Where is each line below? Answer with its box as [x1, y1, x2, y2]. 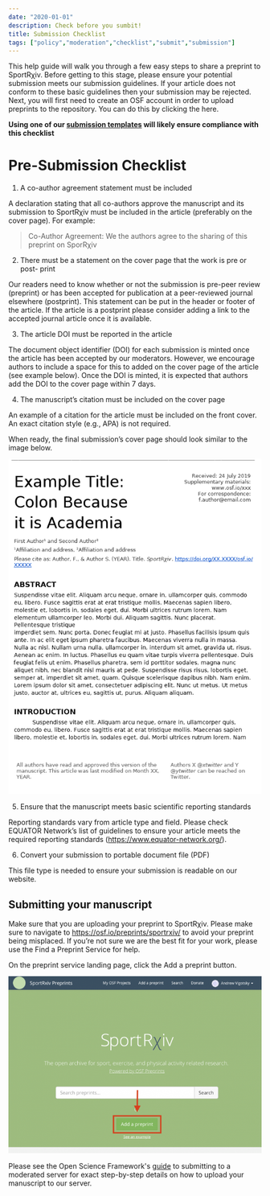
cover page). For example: [8, 216, 96, 225]
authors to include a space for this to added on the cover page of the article [8, 362, 260, 372]
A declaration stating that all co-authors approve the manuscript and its [8, 199, 245, 208]
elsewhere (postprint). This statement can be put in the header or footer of [8, 297, 256, 306]
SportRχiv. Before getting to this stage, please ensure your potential [8, 70, 233, 80]
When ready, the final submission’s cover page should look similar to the [8, 434, 247, 444]
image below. [8, 443, 52, 453]
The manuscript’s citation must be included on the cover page [19, 395, 226, 405]
